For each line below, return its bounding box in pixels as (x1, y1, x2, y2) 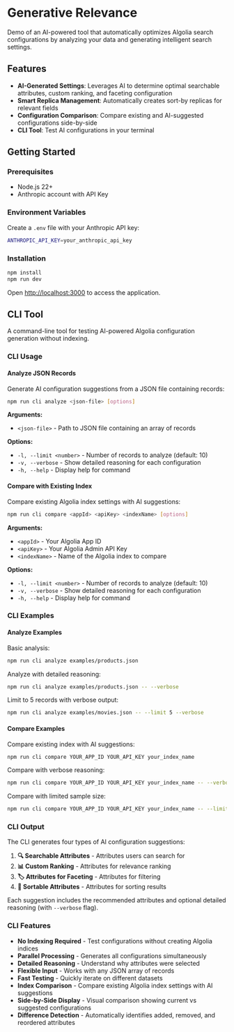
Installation (7, 253, 47, 263)
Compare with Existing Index (7, 482, 93, 491)
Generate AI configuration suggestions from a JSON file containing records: (7, 385, 225, 393)
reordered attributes (17, 1018, 75, 1026)
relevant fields (17, 103, 58, 112)
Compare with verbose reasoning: (7, 766, 105, 774)
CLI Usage (7, 352, 43, 362)
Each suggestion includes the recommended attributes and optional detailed (7, 896, 226, 904)
